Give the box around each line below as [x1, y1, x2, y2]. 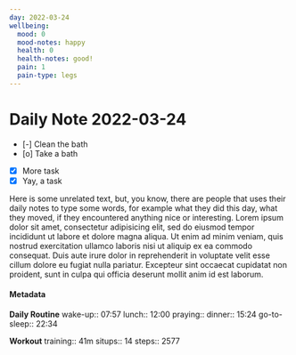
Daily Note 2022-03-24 [9, 109, 187, 129]
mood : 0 [17, 29, 46, 38]
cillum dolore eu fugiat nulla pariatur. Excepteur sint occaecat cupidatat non [9, 259, 288, 270]
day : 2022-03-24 [9, 12, 70, 22]
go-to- [258, 309, 283, 320]
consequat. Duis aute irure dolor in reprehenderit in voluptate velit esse [9, 250, 270, 261]
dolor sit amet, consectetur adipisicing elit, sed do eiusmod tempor [9, 222, 255, 232]
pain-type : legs [17, 71, 78, 80]
